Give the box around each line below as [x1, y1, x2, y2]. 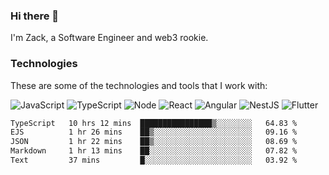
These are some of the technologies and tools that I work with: [10, 79, 268, 91]
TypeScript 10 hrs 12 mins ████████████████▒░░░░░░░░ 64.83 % [10, 118, 298, 128]
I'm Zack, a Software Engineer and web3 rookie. [10, 32, 209, 44]
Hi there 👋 [10, 9, 60, 23]
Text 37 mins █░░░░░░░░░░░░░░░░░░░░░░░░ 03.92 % [10, 155, 298, 166]
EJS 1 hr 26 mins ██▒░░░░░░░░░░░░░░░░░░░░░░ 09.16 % [10, 127, 298, 138]
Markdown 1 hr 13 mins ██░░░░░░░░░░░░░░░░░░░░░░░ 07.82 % [10, 146, 298, 156]
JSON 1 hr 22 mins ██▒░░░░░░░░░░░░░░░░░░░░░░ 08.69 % [10, 137, 298, 147]
